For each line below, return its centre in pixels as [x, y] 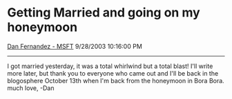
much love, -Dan [31, 88]
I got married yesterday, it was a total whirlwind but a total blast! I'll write [110, 66]
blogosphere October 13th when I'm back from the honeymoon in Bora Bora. [116, 80]
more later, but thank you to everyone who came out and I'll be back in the [113, 73]
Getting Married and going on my [104, 13]
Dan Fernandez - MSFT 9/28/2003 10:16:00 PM [75, 46]
